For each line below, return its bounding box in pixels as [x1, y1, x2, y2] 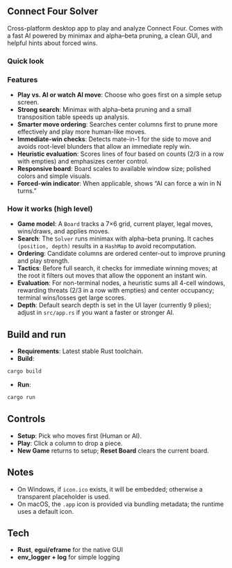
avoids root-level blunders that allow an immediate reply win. [17, 143, 192, 151]
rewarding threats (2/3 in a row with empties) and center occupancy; [17, 286, 215, 295]
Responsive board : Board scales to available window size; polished [17, 165, 211, 173]
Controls [7, 413, 46, 425]
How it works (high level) [7, 204, 93, 213]
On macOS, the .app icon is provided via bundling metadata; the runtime [17, 500, 224, 508]
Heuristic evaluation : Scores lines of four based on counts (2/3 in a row [17, 149, 224, 159]
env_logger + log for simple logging [17, 553, 120, 562]
